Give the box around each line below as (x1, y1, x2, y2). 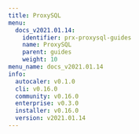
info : (8, 70, 26, 78)
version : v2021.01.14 (15, 114, 86, 122)
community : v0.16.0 (15, 92, 79, 100)
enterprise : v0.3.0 (15, 99, 79, 107)
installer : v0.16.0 (15, 107, 79, 115)
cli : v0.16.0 (15, 84, 58, 93)
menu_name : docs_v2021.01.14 (8, 63, 104, 71)
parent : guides (22, 48, 72, 56)
